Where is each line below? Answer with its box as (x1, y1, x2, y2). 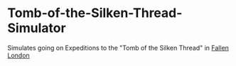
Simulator (7, 20, 66, 36)
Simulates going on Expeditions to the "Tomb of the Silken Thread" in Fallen (7, 43, 230, 52)
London (7, 51, 30, 60)
